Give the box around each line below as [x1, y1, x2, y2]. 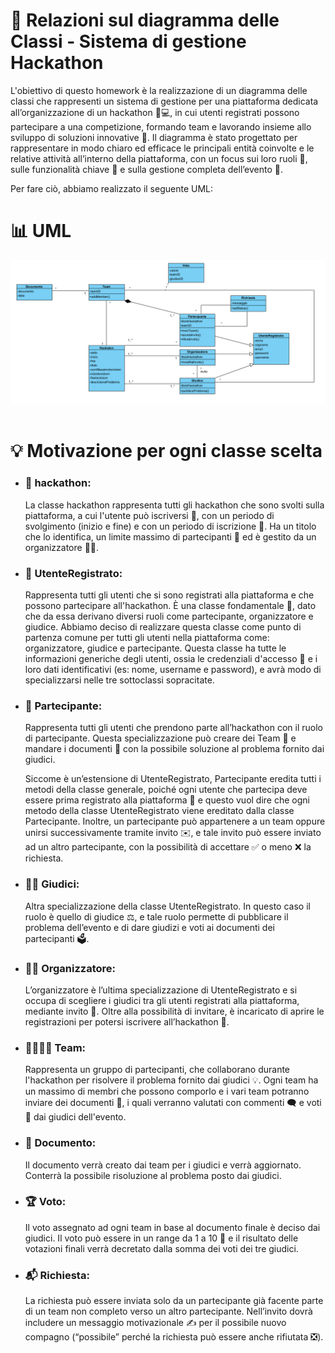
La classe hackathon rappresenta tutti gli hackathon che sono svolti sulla [24, 499, 325, 511]
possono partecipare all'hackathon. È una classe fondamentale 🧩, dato [24, 600, 317, 612]
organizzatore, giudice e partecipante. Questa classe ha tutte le [24, 642, 287, 654]
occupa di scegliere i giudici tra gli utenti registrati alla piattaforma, [24, 994, 300, 1006]
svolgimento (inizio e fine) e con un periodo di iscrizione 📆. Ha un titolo [24, 520, 317, 532]
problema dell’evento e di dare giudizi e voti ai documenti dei [24, 921, 275, 933]
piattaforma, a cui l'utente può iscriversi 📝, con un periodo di [24, 509, 275, 521]
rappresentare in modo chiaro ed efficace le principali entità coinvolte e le [10, 142, 315, 154]
